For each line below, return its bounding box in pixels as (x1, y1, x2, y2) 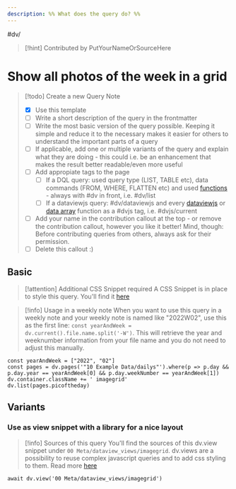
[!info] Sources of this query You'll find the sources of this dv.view (24, 439, 218, 447)
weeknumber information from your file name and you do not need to (24, 336, 226, 344)
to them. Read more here (24, 461, 98, 470)
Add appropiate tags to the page (35, 167, 130, 176)
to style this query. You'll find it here (24, 292, 130, 300)
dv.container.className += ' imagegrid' (7, 376, 129, 383)
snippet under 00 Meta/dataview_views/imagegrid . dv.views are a (24, 446, 214, 454)
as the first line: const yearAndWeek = (24, 320, 132, 330)
